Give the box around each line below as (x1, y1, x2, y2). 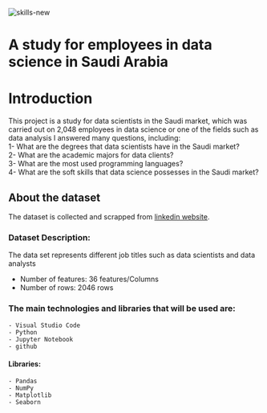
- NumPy (8, 384, 34, 392)
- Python (8, 328, 38, 337)
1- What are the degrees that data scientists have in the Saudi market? (8, 141, 241, 152)
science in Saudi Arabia (8, 53, 168, 72)
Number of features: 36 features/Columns (19, 274, 159, 284)
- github (8, 342, 38, 350)
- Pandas (8, 377, 38, 385)
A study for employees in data (8, 36, 212, 54)
